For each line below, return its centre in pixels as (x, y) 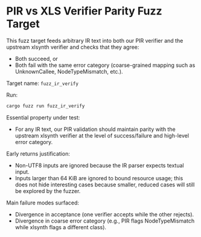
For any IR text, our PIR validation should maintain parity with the (95, 129)
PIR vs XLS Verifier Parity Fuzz (84, 11)
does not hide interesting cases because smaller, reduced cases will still (105, 185)
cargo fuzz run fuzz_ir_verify (46, 106)
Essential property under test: (43, 117)
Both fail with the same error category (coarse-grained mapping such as (105, 65)
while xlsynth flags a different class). (61, 227)
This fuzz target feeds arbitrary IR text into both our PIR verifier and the (95, 40)
